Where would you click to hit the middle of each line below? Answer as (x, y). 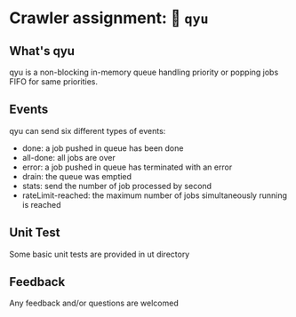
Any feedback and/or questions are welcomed (94, 303)
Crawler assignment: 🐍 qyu (109, 18)
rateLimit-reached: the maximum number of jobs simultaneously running (154, 195)
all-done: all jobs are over (68, 157)
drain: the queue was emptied (76, 176)
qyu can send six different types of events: (88, 131)
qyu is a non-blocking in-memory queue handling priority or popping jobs (144, 72)
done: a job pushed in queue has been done (103, 148)
